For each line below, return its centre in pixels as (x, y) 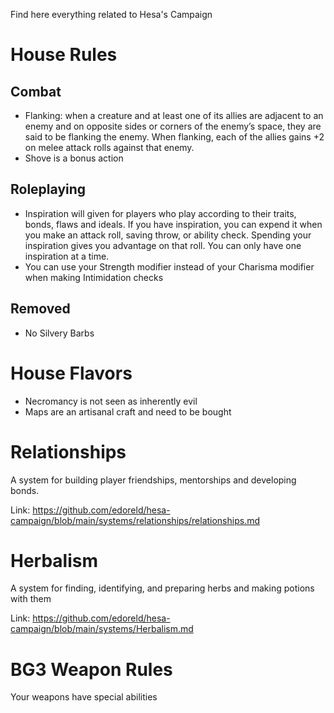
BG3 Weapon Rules (91, 669)
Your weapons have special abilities (84, 697)
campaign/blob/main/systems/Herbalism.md (102, 629)
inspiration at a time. (67, 256)
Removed (40, 309)
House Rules (64, 55)
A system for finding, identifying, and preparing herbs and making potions (162, 588)
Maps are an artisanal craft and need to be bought (128, 411)
